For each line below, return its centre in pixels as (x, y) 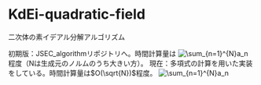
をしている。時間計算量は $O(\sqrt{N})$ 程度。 (83, 73)
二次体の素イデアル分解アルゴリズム (67, 37)
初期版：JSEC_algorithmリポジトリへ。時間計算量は (92, 53)
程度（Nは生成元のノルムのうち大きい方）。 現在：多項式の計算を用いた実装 (130, 63)
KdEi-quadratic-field (77, 14)
